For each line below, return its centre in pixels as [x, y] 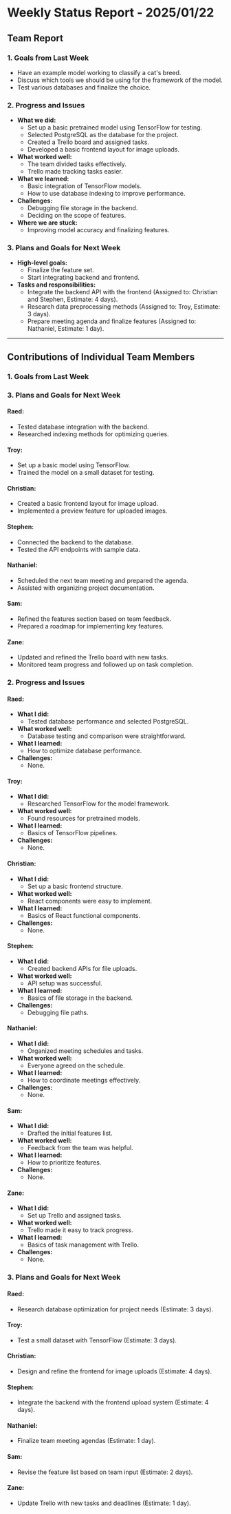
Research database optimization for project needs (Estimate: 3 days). [115, 1309]
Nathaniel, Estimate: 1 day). [66, 329]
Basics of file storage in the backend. [80, 998]
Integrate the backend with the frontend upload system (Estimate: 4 [113, 1402]
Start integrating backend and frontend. [83, 278]
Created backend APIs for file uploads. [82, 968]
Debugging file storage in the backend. [82, 208]
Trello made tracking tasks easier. [75, 172]
